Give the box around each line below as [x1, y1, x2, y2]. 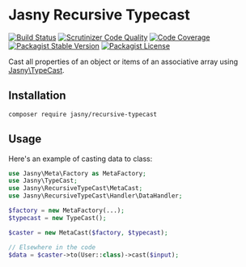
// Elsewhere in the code [8, 243, 95, 252]
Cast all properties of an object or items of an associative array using [8, 57, 239, 66]
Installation [8, 89, 66, 103]
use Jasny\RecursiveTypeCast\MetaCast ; [8, 184, 143, 193]
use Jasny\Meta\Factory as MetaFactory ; [8, 169, 147, 177]
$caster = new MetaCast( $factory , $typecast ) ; [8, 228, 168, 236]
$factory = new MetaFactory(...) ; [8, 206, 125, 215]
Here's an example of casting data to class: [8, 154, 153, 163]
